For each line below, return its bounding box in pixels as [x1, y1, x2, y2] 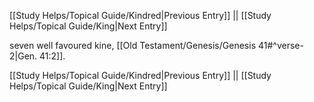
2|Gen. [9, 50, 38, 62]
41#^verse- [257, 40, 304, 51]
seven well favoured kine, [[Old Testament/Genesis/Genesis [9, 40, 257, 51]
